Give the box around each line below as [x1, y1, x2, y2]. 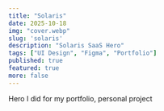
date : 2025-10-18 [8, 19, 67, 27]
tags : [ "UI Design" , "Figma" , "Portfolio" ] [8, 49, 158, 57]
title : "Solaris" [8, 11, 67, 20]
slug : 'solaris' [8, 34, 63, 43]
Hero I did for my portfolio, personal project [8, 93, 153, 103]
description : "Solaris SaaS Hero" [8, 42, 125, 50]
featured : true [8, 64, 60, 72]
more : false [8, 72, 48, 80]
